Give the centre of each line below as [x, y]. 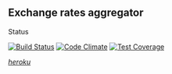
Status [18, 31]
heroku [20, 62]
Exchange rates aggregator [76, 13]
